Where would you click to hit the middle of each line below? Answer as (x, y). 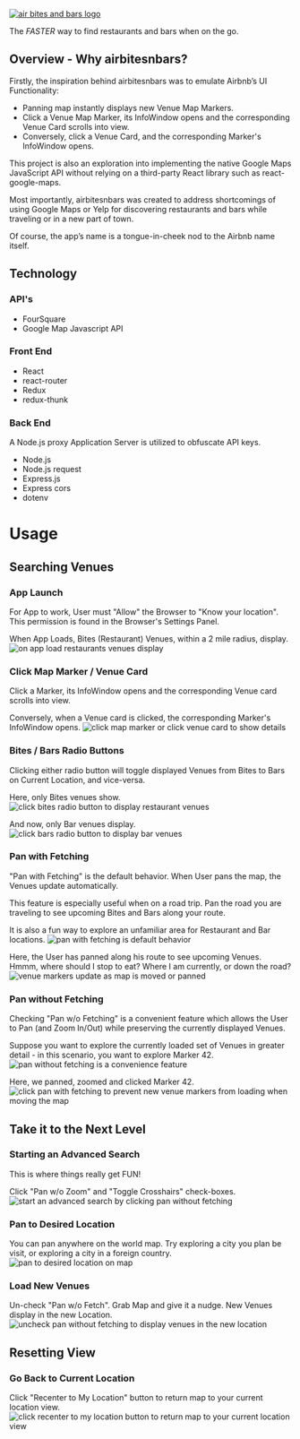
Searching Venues (62, 567)
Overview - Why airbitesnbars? (99, 60)
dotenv (35, 498)
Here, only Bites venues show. (65, 797)
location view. (34, 1408)
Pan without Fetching (57, 999)
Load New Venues (50, 1286)
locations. (27, 939)
